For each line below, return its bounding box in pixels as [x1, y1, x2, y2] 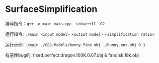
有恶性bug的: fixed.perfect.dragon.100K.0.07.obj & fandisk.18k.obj [5, 52, 139, 58]
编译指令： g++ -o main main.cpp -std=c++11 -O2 [5, 20, 105, 26]
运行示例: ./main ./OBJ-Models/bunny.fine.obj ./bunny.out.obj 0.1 [5, 41, 146, 48]
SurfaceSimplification [5, 3, 98, 15]
